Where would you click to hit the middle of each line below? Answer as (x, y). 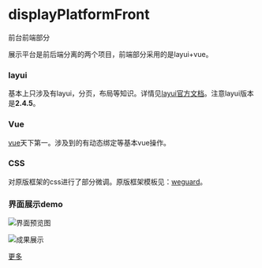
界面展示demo (36, 204)
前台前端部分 (29, 37)
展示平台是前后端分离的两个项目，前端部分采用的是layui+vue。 (110, 54)
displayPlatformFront (79, 15)
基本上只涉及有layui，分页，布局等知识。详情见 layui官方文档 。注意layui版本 (131, 93)
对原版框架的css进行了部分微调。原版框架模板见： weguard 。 (108, 181)
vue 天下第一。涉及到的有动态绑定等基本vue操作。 (90, 142)
